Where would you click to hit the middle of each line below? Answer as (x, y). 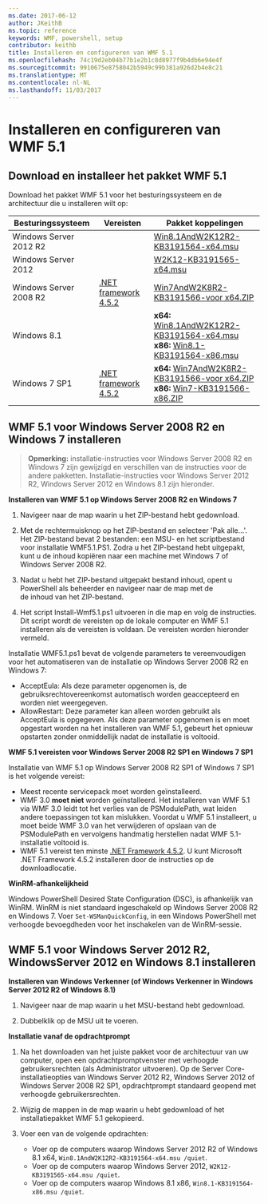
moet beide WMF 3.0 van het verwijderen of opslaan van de (118, 826)
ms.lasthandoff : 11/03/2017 (55, 90)
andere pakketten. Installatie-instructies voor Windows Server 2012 (138, 475)
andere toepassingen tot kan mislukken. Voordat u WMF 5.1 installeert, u (138, 817)
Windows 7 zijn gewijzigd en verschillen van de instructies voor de (137, 467)
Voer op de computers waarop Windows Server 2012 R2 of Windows (144, 1149)
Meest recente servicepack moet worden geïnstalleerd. (110, 792)
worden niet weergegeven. (64, 703)
